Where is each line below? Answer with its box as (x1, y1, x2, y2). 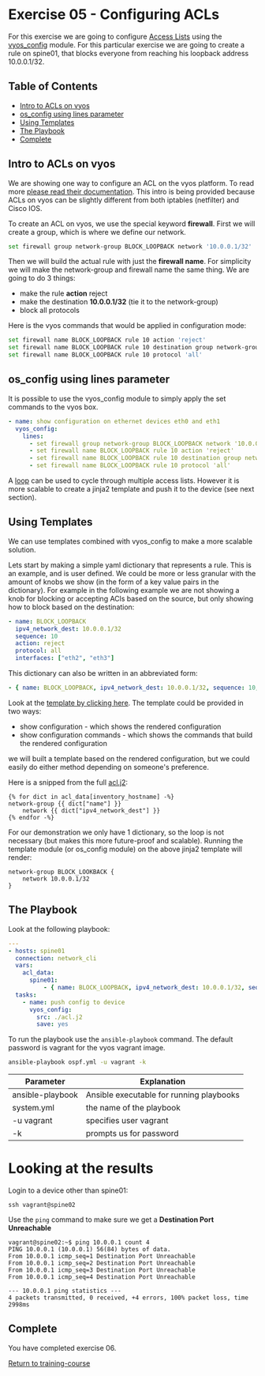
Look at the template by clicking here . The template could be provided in (8, 698, 244, 707)
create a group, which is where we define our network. (8, 227, 187, 236)
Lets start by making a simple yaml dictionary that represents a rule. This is (8, 560, 252, 570)
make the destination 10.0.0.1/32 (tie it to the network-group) (19, 297, 218, 307)
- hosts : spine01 (8, 947, 65, 955)
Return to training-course (8, 1358, 91, 1368)
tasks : (15, 990, 37, 999)
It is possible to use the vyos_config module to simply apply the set (8, 394, 226, 403)
